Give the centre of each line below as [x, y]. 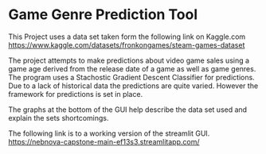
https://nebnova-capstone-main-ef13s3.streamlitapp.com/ [104, 141]
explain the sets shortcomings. [59, 117]
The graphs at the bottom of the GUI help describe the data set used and [128, 110]
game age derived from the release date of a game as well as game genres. [132, 68]
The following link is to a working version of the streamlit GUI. [109, 133]
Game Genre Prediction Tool [103, 15]
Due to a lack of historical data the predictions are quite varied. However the [133, 86]
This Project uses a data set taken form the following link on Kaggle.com [127, 37]
